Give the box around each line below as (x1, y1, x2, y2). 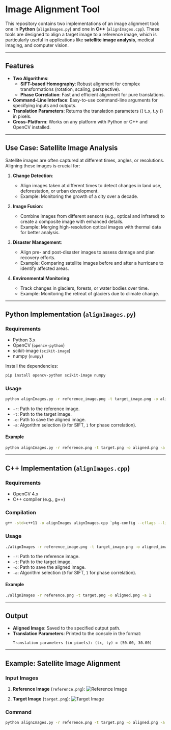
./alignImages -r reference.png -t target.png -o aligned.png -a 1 (5, 593, 152, 598)
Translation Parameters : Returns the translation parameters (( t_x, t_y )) (12, 108, 163, 114)
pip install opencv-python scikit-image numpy (5, 373, 106, 378)
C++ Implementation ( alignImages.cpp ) (5, 464, 130, 472)
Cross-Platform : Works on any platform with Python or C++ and (12, 118, 148, 124)
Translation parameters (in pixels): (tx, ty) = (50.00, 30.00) (12, 640, 152, 646)
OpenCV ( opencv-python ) (12, 342, 65, 348)
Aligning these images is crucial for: (5, 162, 80, 169)
